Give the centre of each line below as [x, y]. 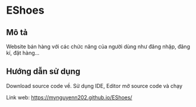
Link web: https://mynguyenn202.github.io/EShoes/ [69, 97]
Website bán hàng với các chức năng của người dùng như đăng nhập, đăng [98, 46]
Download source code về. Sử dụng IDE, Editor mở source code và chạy [94, 86]
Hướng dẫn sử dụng [43, 72]
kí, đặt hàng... [23, 53]
